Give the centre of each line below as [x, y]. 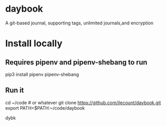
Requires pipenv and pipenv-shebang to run [76, 62]
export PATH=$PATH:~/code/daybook [45, 108]
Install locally [34, 43]
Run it [15, 90]
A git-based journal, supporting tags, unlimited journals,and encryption [79, 23]
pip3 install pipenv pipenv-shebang [42, 74]
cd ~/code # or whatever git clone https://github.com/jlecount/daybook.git [83, 103]
